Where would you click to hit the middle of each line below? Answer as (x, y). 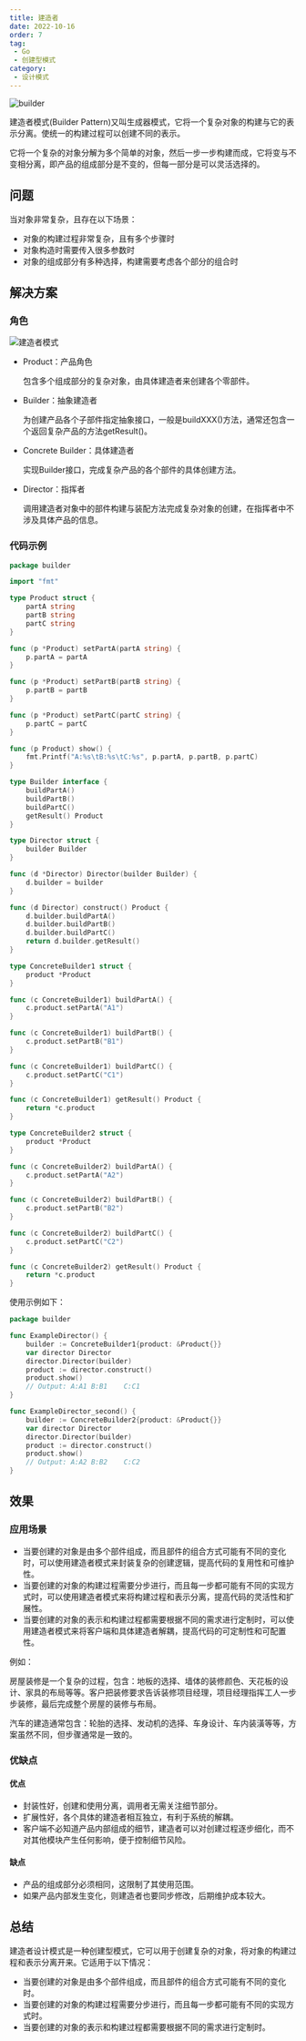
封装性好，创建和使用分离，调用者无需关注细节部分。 (122, 1805)
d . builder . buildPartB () (71, 924)
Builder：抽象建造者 (60, 401)
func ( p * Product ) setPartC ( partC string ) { (95, 715)
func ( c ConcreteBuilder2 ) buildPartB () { (91, 1200)
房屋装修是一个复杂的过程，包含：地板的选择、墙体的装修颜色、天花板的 (145, 1680)
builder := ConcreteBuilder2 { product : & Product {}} (124, 1420)
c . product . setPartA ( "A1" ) (75, 1008)
